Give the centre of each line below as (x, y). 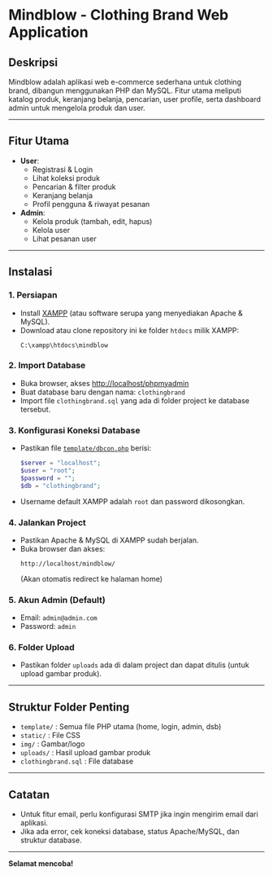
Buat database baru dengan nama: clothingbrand (102, 392)
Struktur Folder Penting (69, 707)
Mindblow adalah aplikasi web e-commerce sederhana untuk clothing (125, 82)
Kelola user (51, 230)
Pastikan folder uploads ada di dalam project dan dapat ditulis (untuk (134, 665)
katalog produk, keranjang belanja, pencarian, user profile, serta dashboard (135, 99)
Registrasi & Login (63, 169)
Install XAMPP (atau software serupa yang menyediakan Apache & (132, 313)
